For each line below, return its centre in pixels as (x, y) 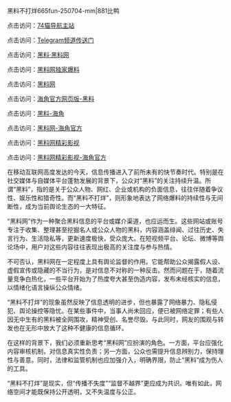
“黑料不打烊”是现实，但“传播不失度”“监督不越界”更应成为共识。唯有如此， (111, 383)
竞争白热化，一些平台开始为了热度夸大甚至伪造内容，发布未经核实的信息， (118, 279)
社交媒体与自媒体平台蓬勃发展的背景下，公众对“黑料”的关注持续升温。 (106, 181)
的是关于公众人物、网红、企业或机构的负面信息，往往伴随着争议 (133, 189)
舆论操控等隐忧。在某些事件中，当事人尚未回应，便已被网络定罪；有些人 (121, 311)
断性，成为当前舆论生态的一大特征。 (58, 207)
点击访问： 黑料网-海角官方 (45, 128)
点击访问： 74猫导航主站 (41, 26)
